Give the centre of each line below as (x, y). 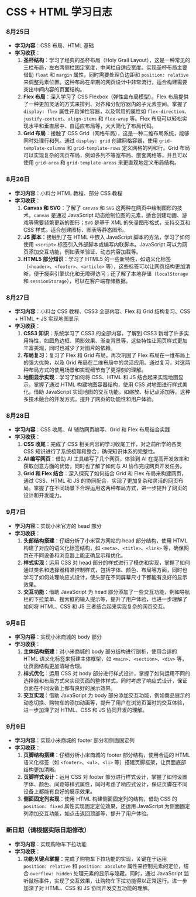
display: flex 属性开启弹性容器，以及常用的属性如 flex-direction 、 (106, 111)
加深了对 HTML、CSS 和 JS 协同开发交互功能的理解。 (88, 888)
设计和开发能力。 (44, 496)
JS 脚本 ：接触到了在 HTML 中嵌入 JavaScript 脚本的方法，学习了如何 (106, 237)
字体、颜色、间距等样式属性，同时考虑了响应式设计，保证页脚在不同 (105, 784)
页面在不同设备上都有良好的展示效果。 (69, 688)
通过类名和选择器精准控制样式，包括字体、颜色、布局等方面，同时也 (105, 570)
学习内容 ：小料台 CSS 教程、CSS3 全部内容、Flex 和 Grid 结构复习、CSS (102, 311)
